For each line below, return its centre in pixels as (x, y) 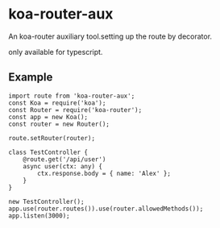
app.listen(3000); (39, 216)
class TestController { (48, 152)
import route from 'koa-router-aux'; (72, 96)
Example (31, 77)
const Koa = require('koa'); (57, 103)
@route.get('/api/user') (64, 159)
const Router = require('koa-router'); (75, 110)
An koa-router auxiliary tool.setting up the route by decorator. (110, 36)
